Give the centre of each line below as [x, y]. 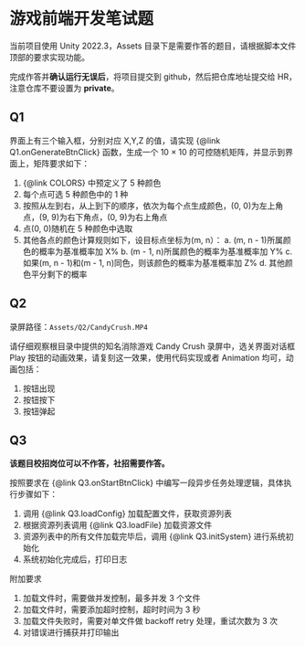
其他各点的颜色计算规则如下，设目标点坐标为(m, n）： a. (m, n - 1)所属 [152, 239]
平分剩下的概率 [59, 274]
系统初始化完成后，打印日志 [75, 559]
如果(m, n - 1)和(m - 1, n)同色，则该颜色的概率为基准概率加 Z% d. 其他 [154, 262]
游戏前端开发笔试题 [82, 19]
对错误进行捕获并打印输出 [71, 632]
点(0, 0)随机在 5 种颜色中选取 [78, 228]
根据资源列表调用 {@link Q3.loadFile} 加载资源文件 [117, 525]
